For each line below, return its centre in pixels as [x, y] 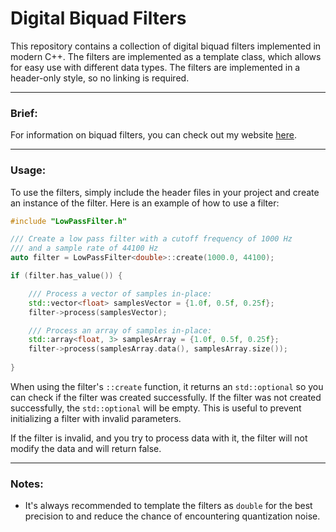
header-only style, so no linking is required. [100, 78]
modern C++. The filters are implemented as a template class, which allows [166, 56]
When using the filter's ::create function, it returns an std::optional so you [167, 386]
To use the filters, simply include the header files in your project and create [165, 192]
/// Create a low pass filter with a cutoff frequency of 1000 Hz [151, 239]
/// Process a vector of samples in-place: [120, 293]
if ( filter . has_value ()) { [66, 276]
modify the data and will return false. [86, 448]
